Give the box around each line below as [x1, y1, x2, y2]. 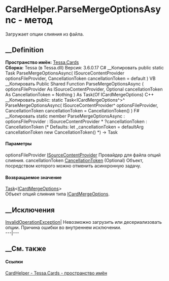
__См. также [5, 245, 47, 253]
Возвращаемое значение [5, 174, 62, 180]
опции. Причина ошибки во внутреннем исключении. [5, 224, 122, 230]
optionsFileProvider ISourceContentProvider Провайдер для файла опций [5, 152, 161, 158]
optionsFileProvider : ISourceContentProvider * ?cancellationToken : [5, 118, 147, 125]
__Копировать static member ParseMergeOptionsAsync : [5, 113, 125, 119]
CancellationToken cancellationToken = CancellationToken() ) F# [5, 107, 140, 113]
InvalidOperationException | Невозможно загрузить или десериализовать [5, 219, 162, 225]
